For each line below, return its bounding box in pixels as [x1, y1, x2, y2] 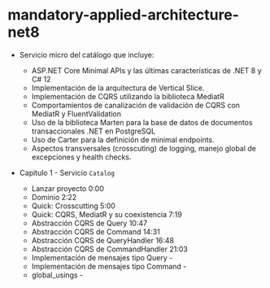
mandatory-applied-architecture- [7, 6, 239, 24]
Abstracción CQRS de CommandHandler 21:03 [31, 244, 188, 254]
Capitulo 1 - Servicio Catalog [19, 168, 115, 177]
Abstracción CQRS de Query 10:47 [31, 218, 148, 228]
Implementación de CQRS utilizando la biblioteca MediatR [31, 91, 224, 101]
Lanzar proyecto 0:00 [31, 183, 105, 193]
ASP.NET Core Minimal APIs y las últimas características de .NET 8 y [31, 65, 262, 75]
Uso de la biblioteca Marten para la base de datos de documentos [31, 117, 253, 127]
